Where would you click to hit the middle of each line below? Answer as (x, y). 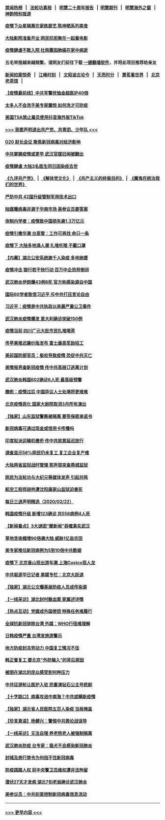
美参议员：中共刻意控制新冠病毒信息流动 (46, 794)
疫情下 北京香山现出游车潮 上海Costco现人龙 (50, 562)
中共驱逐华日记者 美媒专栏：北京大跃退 (44, 575)
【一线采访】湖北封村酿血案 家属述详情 (44, 599)
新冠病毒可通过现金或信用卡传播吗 (40, 428)
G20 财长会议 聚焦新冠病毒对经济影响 (43, 142)
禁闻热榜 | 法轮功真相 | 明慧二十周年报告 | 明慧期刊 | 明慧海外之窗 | (81, 7)
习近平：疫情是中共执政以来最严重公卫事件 (48, 307)
